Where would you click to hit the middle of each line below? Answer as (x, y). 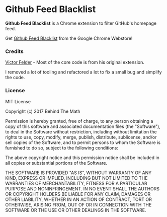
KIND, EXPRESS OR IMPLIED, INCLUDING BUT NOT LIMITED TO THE (76, 178)
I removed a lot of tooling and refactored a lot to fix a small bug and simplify (83, 72)
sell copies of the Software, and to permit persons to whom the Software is (83, 142)
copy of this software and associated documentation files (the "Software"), (83, 126)
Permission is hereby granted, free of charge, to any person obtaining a (79, 121)
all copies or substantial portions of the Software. (56, 163)
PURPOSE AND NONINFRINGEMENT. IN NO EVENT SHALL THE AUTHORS (82, 189)
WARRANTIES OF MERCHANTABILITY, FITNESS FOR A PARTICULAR (76, 183)
